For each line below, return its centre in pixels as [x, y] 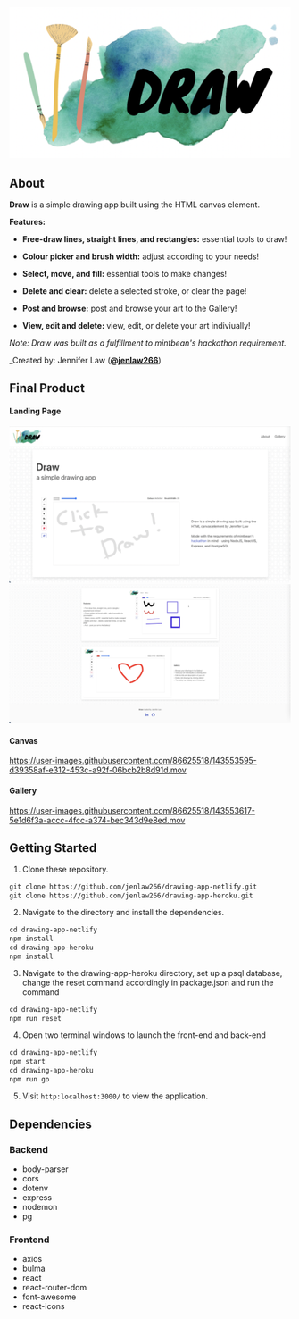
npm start [28, 1062]
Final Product [47, 388]
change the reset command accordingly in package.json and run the [148, 983]
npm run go [29, 1080]
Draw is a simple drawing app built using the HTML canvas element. [135, 205]
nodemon [40, 1207]
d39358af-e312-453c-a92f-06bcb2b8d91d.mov [98, 770]
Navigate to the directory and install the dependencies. [123, 913]
